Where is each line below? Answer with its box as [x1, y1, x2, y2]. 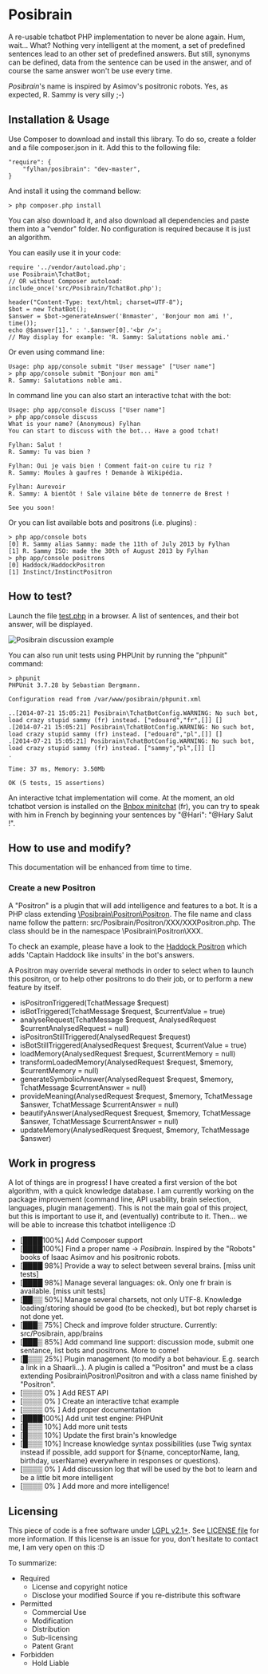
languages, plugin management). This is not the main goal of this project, [8, 1203, 249, 1213]
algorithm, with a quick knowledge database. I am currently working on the [8, 1186, 254, 1196]
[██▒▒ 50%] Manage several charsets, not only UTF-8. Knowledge [19, 1295, 242, 1305]
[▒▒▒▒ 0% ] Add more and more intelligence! [19, 1482, 170, 1491]
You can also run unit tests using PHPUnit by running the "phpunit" [8, 650, 228, 660]
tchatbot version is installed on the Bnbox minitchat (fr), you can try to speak [8, 801, 260, 811]
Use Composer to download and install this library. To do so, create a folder [8, 134, 257, 144]
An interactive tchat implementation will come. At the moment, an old [8, 792, 235, 803]
